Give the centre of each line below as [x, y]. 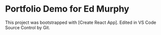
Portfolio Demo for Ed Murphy [67, 9]
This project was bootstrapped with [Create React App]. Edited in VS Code [81, 22]
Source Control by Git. [28, 27]
